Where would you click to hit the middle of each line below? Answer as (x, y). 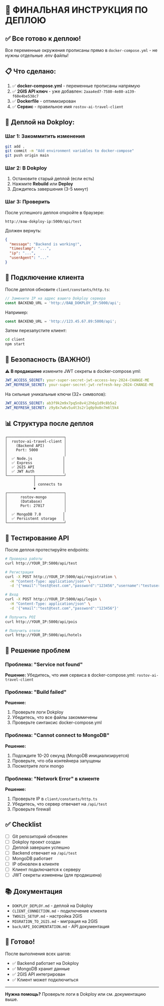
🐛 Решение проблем (38, 650)
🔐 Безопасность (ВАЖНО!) (48, 359)
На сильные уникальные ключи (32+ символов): (56, 394)
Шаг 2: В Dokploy (26, 168)
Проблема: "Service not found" (44, 664)
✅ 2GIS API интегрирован (39, 974)
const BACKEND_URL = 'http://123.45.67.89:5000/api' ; (61, 321)
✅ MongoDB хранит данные (41, 969)
